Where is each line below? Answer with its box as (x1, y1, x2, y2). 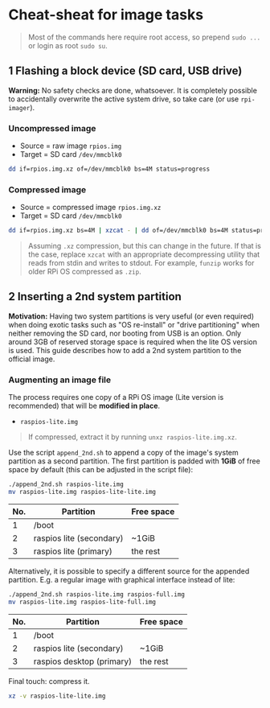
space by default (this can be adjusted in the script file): (8, 465, 194, 475)
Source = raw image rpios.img (19, 141, 122, 150)
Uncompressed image (8, 122, 96, 134)
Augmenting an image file (8, 374, 112, 385)
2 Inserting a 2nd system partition (8, 290, 182, 303)
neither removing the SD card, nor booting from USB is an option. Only (8, 328, 242, 338)
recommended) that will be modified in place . (8, 401, 161, 411)
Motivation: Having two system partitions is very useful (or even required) (8, 311, 255, 321)
